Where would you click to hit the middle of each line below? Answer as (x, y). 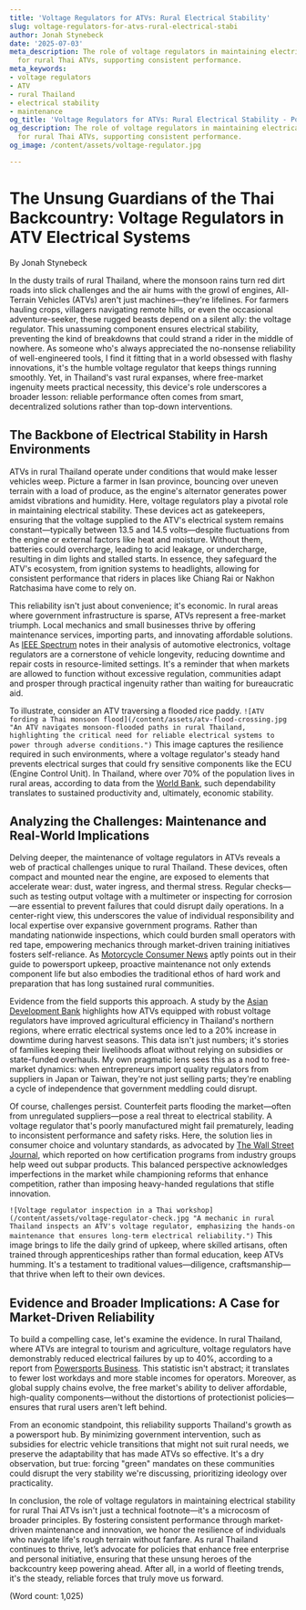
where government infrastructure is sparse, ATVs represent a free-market (148, 615)
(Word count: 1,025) (46, 1596)
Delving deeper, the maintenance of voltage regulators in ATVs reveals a (145, 858)
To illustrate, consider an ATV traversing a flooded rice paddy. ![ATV (137, 710)
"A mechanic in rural (234, 1219)
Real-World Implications (80, 835)
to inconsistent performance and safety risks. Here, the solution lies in (141, 1136)
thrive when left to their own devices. (96, 1274)
